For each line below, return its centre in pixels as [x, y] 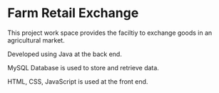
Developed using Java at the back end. [65, 54]
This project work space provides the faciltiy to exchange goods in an [110, 33]
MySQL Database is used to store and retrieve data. [83, 67]
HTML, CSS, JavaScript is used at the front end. [78, 81]
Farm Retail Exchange [73, 13]
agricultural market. [36, 40]
